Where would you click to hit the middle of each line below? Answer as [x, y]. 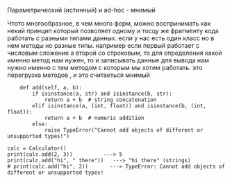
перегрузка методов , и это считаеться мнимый [79, 75]
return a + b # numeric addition [94, 118]
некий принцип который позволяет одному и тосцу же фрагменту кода [113, 31]
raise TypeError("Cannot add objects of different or [124, 130]
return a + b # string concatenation [100, 100]
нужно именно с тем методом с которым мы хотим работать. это [105, 68]
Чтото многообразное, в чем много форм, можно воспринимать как [109, 23]
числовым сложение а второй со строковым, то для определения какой [115, 53]
